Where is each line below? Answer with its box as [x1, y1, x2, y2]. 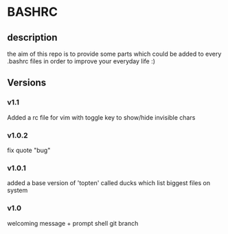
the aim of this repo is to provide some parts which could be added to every [7, 50, 222, 58]
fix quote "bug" [7, 146, 51, 154]
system [7, 187, 28, 195]
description [7, 32, 58, 43]
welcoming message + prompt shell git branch [7, 219, 139, 227]
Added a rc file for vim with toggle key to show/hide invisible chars [7, 113, 196, 121]
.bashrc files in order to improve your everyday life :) [7, 57, 156, 65]
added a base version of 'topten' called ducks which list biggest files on [7, 179, 211, 187]
